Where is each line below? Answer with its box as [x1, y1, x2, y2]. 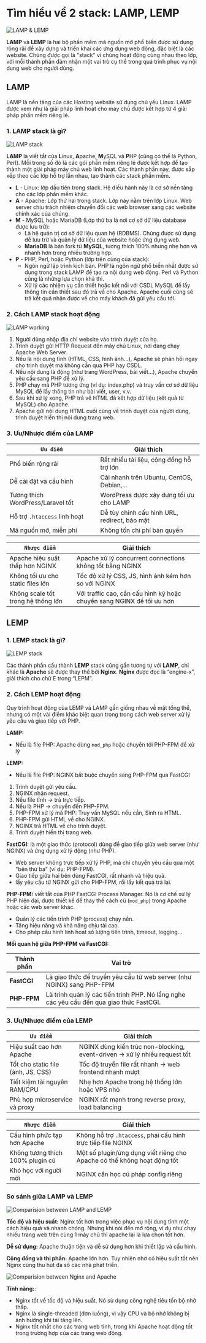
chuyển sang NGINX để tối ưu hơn [76, 596, 175, 605]
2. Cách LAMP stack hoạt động [6, 310, 100, 318]
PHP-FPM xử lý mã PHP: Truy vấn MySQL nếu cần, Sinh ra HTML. [15, 809, 181, 816]
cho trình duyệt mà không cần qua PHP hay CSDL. [15, 362, 143, 369]
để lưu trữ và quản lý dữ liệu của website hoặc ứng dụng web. [24, 236, 181, 243]
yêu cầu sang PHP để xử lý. [15, 375, 85, 382]
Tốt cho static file [9, 1060, 59, 1068]
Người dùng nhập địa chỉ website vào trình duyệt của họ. [15, 336, 159, 343]
